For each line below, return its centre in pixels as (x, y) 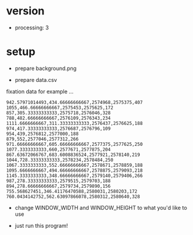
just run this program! (41, 225)
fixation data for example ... (40, 91)
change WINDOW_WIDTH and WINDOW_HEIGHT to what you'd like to (101, 207)
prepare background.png (45, 68)
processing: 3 (32, 28)
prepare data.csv (36, 80)
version (25, 11)
